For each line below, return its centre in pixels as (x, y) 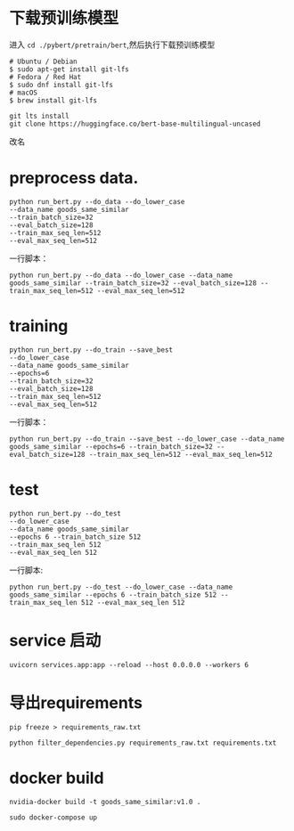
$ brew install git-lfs (53, 100)
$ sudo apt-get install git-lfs (69, 69)
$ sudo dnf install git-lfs (61, 85)
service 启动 (55, 640)
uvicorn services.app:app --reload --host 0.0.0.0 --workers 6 (129, 664)
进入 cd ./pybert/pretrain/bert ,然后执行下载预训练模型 (112, 45)
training (39, 326)
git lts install (39, 116)
